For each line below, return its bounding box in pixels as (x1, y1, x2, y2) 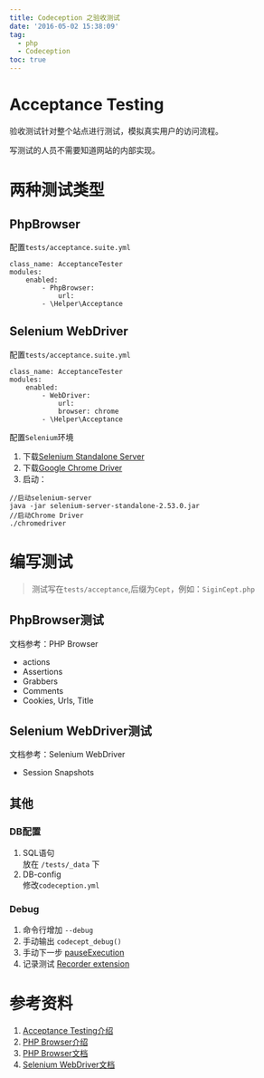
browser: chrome (57, 407, 119, 416)
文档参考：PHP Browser (9, 638, 99, 649)
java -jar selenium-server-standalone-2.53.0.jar (9, 501, 201, 510)
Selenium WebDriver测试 (9, 723, 152, 738)
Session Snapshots (22, 767, 95, 778)
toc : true (9, 55, 47, 64)
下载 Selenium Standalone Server (22, 450, 145, 462)
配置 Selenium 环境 (9, 431, 74, 442)
